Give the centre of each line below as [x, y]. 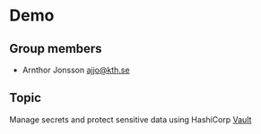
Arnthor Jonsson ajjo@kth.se [76, 70]
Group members [56, 49]
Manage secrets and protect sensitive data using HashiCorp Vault [130, 119]
